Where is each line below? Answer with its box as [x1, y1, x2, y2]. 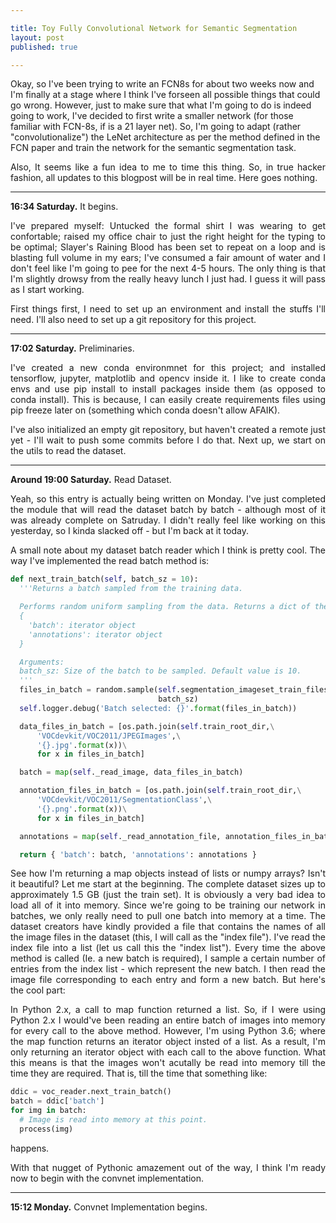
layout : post [10, 32, 65, 43]
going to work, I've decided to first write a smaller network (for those [10, 110, 294, 122]
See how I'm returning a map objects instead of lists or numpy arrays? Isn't [10, 867, 326, 880]
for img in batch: [10, 1106, 87, 1116]
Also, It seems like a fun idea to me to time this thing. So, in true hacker [10, 161, 326, 173]
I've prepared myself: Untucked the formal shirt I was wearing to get [10, 220, 326, 232]
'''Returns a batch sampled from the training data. [19, 584, 244, 594]
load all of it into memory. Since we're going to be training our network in [10, 899, 326, 911]
